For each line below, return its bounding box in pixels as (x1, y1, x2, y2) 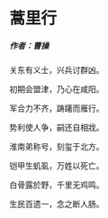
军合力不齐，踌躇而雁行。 (9, 103, 104, 114)
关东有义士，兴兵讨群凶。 (9, 65, 104, 76)
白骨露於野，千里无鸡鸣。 (9, 179, 104, 190)
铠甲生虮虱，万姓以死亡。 (9, 160, 104, 171)
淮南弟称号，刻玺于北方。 (9, 141, 104, 152)
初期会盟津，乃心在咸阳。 (9, 84, 104, 95)
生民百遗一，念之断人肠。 (9, 199, 104, 210)
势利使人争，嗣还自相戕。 (9, 123, 104, 133)
